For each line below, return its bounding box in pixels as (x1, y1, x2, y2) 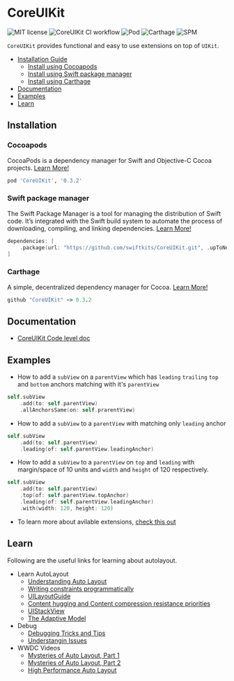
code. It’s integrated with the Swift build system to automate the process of (7, 217, 223, 225)
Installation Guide (17, 54, 68, 63)
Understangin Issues (27, 636, 88, 645)
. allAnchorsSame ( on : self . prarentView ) (19, 406, 136, 414)
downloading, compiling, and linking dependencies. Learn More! (7, 224, 192, 233)
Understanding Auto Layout (27, 577, 107, 586)
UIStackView (27, 606, 65, 615)
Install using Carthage (27, 77, 91, 85)
